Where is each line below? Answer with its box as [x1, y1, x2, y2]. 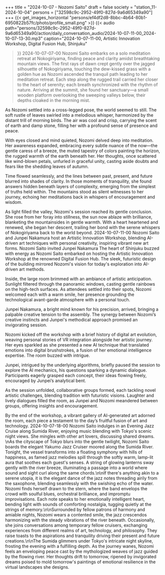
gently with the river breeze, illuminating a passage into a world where [5, 465, 148, 471]
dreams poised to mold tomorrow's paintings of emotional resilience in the [5, 559, 156, 565]
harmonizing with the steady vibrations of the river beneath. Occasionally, [5, 517, 155, 523]
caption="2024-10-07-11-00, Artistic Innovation [43, 35, 140, 41]
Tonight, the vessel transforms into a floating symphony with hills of [5, 449, 143, 455]
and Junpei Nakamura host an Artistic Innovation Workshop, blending [5, 235, 146, 241]
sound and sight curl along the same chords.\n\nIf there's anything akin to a [5, 470, 159, 476]
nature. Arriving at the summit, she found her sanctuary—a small [17, 87, 149, 93]
